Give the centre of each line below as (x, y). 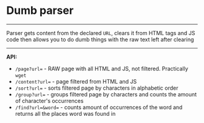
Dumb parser (40, 11)
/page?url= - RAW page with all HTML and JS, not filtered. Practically (101, 68)
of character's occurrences (49, 101)
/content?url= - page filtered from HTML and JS (76, 81)
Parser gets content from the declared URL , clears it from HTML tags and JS (101, 33)
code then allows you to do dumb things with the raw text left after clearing (100, 39)
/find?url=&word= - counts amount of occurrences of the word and (99, 107)
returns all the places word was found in (65, 113)
